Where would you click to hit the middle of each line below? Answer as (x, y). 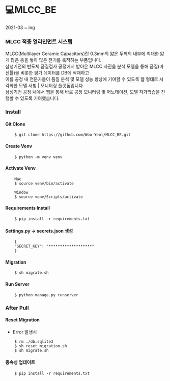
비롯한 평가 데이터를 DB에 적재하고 (55, 73)
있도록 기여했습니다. (40, 98)
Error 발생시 (25, 332)
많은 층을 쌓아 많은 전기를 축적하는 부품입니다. (56, 60)
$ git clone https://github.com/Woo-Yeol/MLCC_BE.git (73, 135)
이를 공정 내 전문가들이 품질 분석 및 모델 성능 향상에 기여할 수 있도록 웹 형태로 (82, 79)
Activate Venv (21, 168)
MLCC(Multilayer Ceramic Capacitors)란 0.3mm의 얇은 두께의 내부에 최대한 (82, 54)
